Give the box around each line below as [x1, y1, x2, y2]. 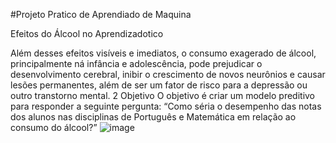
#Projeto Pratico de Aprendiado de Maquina [10, 9, 192, 20]
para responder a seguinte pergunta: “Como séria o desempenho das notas [10, 100, 322, 112]
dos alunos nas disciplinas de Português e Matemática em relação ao [10, 111, 297, 123]
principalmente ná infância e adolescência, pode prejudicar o [10, 58, 263, 69]
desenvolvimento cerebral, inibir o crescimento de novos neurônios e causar [10, 69, 326, 80]
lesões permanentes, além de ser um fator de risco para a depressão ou [10, 79, 308, 91]
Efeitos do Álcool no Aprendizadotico [10, 28, 164, 39]
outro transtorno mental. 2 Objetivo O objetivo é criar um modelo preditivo [10, 90, 316, 101]
